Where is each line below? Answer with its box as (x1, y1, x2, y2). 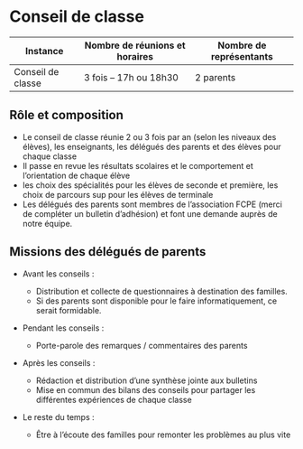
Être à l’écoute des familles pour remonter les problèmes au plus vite (35, 429, 291, 440)
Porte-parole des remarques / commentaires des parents (35, 340, 248, 351)
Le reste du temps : (22, 411, 95, 422)
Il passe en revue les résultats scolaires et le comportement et (22, 160, 254, 171)
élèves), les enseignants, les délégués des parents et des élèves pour (22, 141, 281, 152)
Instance (25, 44, 64, 57)
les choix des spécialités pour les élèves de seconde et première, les (22, 179, 279, 191)
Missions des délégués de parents (9, 244, 207, 259)
